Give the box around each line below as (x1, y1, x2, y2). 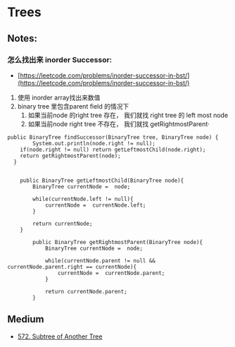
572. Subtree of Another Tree (17, 332, 103, 341)
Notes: (7, 32, 37, 44)
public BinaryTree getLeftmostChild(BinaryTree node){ (20, 177, 184, 184)
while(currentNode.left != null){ (32, 195, 134, 202)
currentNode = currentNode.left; (44, 202, 146, 209)
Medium (7, 313, 44, 325)
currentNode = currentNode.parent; (57, 269, 165, 276)
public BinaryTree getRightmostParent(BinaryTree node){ (32, 238, 203, 245)
